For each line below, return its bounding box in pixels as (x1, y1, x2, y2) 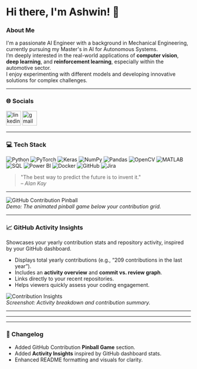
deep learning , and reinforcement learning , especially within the (6, 58, 164, 65)
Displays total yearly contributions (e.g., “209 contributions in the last (14, 256, 183, 263)
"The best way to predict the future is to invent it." (20, 174, 141, 181)
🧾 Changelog (6, 330, 44, 338)
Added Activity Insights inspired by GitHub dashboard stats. (14, 350, 162, 357)
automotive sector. (6, 65, 52, 72)
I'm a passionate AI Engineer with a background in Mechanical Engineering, (6, 39, 189, 46)
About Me (6, 26, 35, 35)
